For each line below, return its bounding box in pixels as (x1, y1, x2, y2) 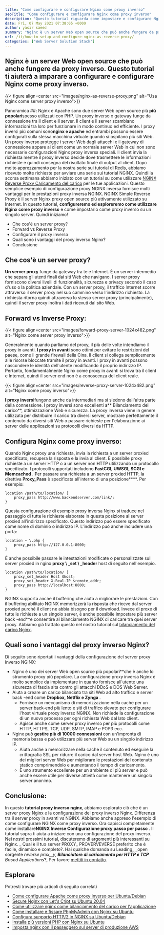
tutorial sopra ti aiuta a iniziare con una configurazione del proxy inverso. (5, 830, 152, 836)
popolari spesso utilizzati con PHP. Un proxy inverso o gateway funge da (5, 113, 151, 119)
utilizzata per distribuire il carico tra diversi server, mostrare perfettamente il (5, 413, 158, 418)
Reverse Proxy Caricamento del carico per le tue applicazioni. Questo (5, 180, 145, 186)
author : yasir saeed (5, 25, 47, 30)
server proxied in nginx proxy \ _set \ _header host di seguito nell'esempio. (5, 561, 156, 566)
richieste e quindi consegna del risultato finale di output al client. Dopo (5, 159, 147, 165)
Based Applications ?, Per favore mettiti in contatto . (5, 856, 107, 863)
